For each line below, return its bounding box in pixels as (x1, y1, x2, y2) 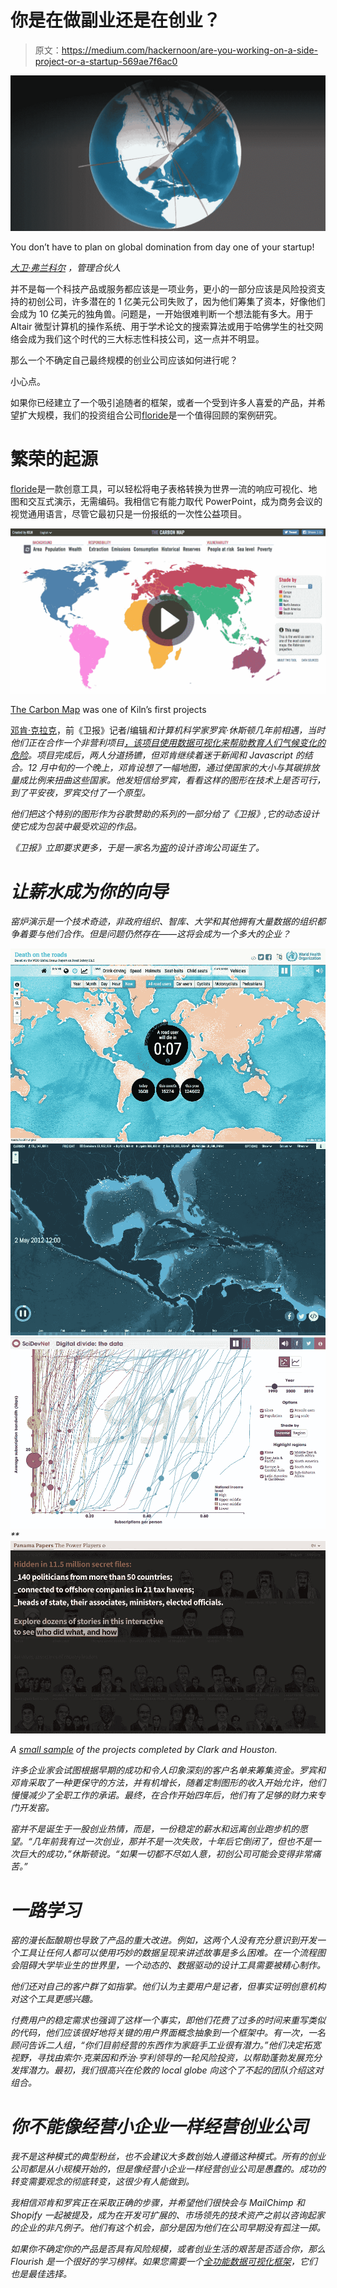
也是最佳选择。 (10, 2268, 72, 2280)
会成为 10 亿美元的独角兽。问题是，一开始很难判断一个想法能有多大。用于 (10, 307, 314, 320)
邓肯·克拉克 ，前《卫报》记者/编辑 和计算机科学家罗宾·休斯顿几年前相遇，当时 (10, 724, 326, 736)
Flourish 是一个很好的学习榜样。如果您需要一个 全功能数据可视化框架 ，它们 (10, 2256, 318, 2268)
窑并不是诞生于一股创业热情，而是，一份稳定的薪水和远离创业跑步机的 (10, 1823, 300, 1835)
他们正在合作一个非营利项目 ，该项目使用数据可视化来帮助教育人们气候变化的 (10, 736, 326, 748)
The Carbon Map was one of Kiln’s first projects (10, 703, 207, 715)
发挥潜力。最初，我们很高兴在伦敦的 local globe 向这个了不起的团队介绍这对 (10, 2064, 324, 2076)
